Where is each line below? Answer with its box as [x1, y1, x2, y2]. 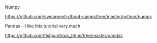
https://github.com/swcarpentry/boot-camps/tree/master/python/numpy [5, 14, 152, 19]
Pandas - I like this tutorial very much [5, 23, 81, 29]
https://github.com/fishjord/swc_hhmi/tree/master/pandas [5, 33, 123, 38]
